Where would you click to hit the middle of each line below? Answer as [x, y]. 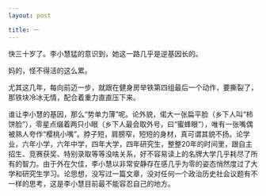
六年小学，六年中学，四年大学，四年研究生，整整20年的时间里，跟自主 [137, 144]
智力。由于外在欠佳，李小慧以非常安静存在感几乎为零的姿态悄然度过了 [136, 163]
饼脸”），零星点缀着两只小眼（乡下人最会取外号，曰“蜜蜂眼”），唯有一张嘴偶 [131, 124]
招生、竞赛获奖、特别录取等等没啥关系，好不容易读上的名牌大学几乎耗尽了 [129, 154]
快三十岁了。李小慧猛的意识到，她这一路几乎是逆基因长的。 [105, 53]
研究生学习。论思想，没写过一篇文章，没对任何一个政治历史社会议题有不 [140, 173]
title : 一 [24, 30]
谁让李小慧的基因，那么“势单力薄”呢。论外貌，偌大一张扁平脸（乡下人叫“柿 [131, 114]
